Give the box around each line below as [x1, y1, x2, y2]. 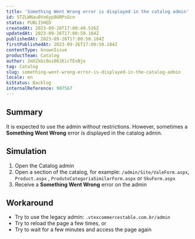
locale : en [6, 74, 33, 80]
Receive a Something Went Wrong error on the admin [14, 181, 147, 188]
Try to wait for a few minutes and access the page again [14, 226, 152, 233]
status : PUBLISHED [6, 19, 51, 25]
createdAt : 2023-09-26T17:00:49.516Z [6, 25, 99, 31]
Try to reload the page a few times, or [14, 220, 107, 227]
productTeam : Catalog [6, 53, 60, 58]
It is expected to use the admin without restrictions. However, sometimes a [6, 123, 188, 130]
